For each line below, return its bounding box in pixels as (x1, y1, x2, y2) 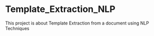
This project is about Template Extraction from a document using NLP (5, 20, 149, 26)
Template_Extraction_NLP (5, 3, 115, 15)
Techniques (5, 25, 30, 31)
